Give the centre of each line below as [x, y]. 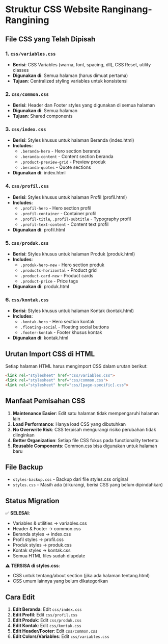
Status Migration [32, 501]
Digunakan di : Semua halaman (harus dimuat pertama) [70, 75]
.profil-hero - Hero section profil [56, 208]
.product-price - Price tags [49, 281]
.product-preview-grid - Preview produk [63, 162]
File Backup [24, 467]
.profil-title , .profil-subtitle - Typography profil [76, 219]
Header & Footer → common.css [47, 529]
